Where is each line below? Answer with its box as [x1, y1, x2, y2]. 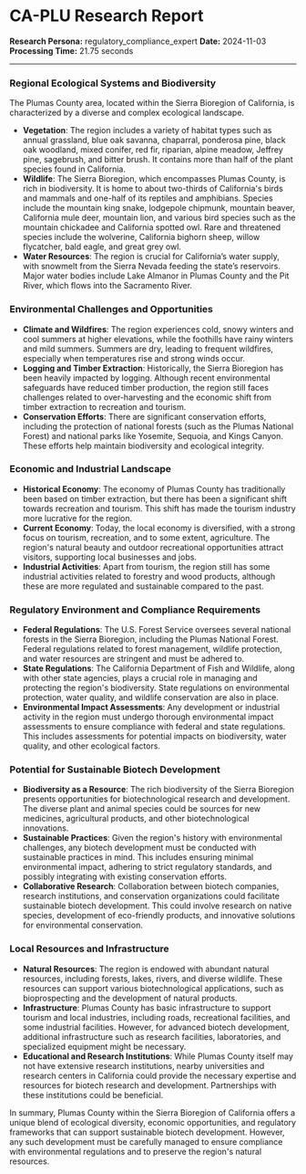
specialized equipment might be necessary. [22, 1041, 187, 1052]
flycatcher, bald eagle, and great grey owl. [22, 241, 182, 252]
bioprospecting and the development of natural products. [22, 992, 239, 1003]
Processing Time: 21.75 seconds [9, 45, 134, 56]
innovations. [22, 823, 69, 833]
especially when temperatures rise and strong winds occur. [22, 352, 246, 363]
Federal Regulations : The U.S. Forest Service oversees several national [22, 624, 291, 635]
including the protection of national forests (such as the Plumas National [22, 421, 294, 432]
